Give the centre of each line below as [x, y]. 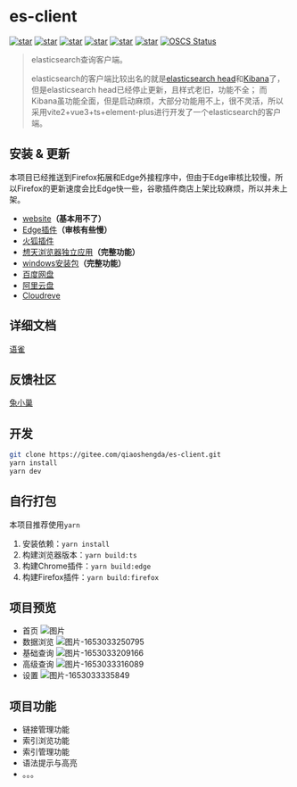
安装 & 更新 [40, 154]
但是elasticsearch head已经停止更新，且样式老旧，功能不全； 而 [149, 89]
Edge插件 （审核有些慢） [67, 229]
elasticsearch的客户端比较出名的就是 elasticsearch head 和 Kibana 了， [158, 79]
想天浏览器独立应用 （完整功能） [81, 252]
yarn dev [25, 471]
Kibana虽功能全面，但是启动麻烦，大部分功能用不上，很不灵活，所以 [157, 101]
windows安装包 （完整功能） [74, 263]
